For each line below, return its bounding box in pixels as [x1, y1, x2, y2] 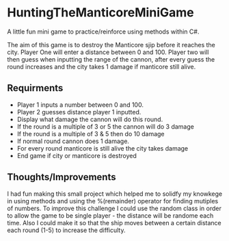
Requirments [7, 82, 64, 94]
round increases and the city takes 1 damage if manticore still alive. [7, 62, 196, 71]
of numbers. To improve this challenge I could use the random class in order [7, 204, 222, 212]
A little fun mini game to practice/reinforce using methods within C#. [7, 27, 200, 36]
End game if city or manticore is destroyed [16, 151, 137, 160]
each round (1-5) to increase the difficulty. [7, 226, 126, 234]
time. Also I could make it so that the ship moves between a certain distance [7, 218, 221, 227]
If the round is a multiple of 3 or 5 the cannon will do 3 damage [16, 122, 195, 131]
